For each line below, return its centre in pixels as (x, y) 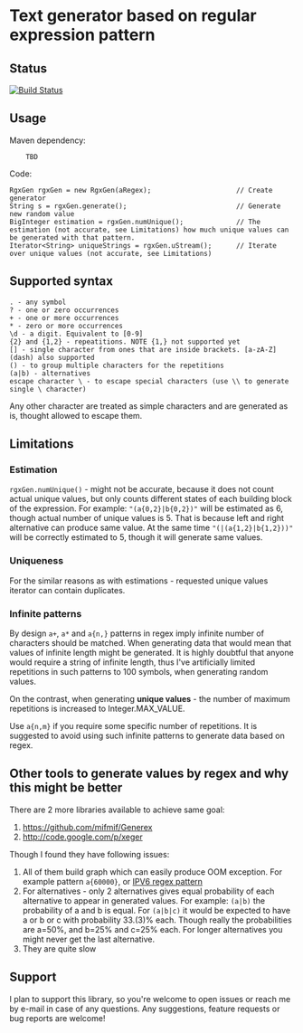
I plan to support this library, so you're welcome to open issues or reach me (150, 999)
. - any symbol (38, 302)
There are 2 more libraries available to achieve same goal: (117, 810)
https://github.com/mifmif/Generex (87, 827)
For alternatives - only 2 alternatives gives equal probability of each (148, 891)
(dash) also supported (52, 357)
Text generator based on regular (133, 16)
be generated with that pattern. (72, 237)
